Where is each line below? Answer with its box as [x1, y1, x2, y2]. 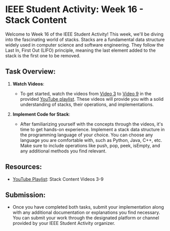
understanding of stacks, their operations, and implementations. [20, 101, 154, 107]
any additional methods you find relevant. [20, 148, 107, 154]
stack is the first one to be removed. [5, 52, 81, 59]
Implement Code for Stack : [12, 111, 70, 117]
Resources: [5, 163, 42, 171]
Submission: [5, 190, 46, 199]
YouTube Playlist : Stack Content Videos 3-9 [12, 176, 104, 182]
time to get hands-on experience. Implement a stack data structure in [20, 126, 165, 132]
